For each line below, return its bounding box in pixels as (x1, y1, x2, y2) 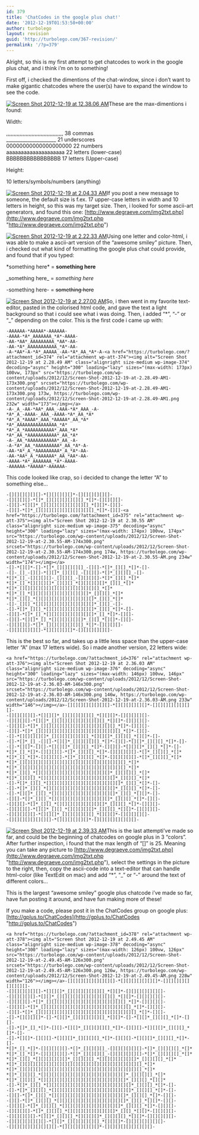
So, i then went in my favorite (106, 297, 178, 305)
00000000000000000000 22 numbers (6, 142, 103, 149)
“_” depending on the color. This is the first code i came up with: (6, 316, 163, 324)
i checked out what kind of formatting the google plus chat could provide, (6, 245, 186, 252)
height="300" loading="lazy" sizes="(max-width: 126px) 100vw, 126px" (6, 946, 185, 952)
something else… (6, 480, 49, 487)
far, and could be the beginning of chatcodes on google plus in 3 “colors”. (6, 833, 187, 841)
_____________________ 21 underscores (6, 136, 96, 143)
